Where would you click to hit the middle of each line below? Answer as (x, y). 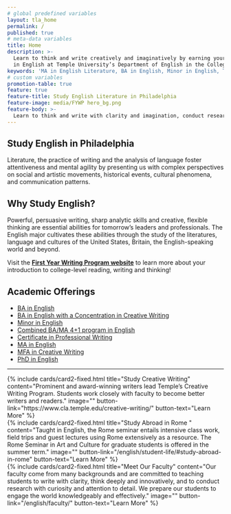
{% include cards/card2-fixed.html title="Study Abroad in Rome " (100, 423)
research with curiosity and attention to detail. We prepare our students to (112, 489)
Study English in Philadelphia (71, 144)
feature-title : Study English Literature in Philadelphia (92, 97)
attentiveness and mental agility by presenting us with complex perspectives (115, 167)
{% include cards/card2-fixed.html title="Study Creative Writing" (99, 379)
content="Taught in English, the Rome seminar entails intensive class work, (113, 430)
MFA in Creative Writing (51, 352)
